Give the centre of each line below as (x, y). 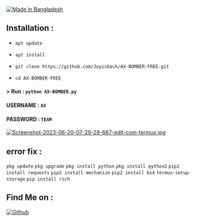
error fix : (24, 151)
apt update (29, 43)
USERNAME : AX (26, 105)
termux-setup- (174, 173)
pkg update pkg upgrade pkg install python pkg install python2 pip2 (93, 167)
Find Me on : (30, 198)
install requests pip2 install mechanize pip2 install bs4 (81, 173)
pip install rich (48, 179)
